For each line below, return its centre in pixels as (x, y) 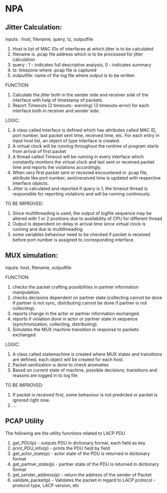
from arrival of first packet (39, 151)
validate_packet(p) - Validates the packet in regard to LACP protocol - (84, 480)
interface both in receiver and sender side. (56, 111)
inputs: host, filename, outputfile (38, 267)
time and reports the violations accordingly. (57, 167)
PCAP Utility (24, 421)
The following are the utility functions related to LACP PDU (65, 433)
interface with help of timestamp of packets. (58, 100)
